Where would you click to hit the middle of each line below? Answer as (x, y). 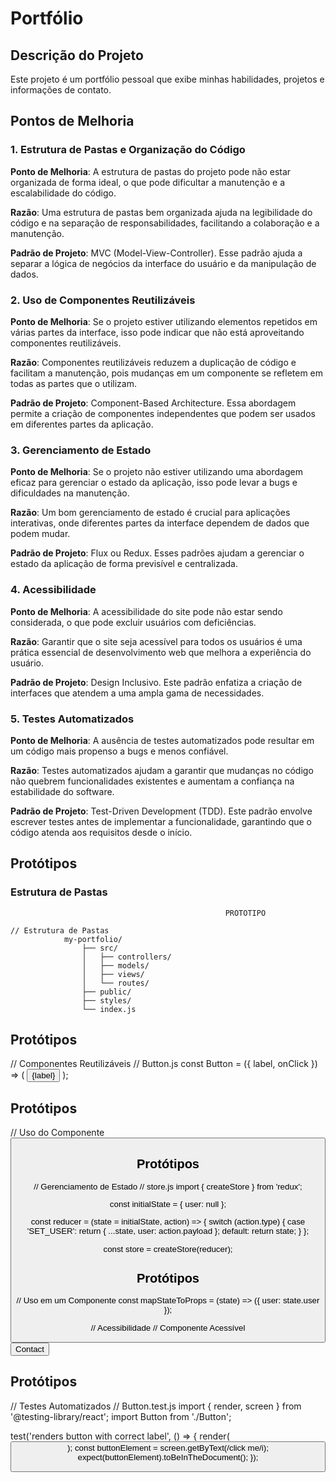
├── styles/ (106, 1000)
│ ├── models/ (115, 965)
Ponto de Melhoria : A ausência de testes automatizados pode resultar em (162, 740)
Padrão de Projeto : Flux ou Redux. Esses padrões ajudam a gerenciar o (157, 553)
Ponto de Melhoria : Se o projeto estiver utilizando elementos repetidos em (164, 321)
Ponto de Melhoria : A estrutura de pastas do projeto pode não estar (151, 171)
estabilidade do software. (62, 791)
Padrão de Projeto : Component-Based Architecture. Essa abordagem (153, 403)
